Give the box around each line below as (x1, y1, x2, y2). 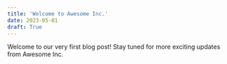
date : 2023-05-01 (7, 17, 58, 24)
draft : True (7, 23, 42, 30)
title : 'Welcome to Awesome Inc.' (7, 10, 109, 18)
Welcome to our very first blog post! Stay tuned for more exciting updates (7, 43, 221, 51)
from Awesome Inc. (7, 50, 64, 58)
